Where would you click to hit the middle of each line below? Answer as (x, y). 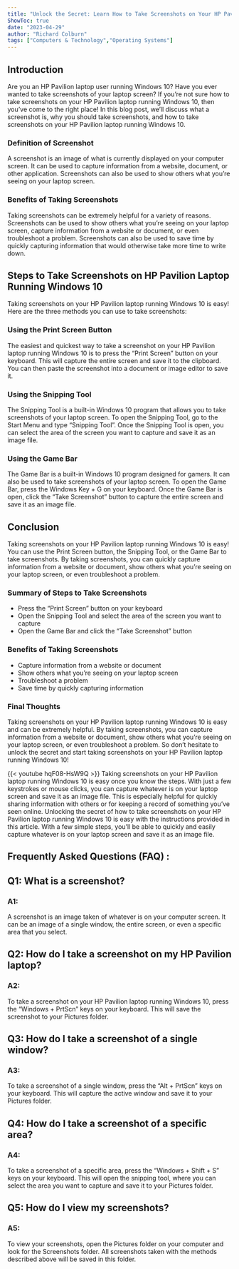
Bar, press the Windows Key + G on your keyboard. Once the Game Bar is (115, 489)
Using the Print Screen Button (60, 330)
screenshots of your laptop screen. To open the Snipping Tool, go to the (113, 417)
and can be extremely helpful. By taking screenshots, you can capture (110, 729)
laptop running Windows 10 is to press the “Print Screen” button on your (113, 353)
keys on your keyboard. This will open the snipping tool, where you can (112, 1178)
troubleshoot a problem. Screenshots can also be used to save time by (111, 238)
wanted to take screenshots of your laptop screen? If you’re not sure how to (118, 94)
